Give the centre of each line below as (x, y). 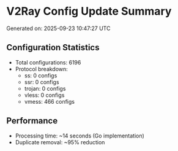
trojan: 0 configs (45, 88)
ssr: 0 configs (42, 82)
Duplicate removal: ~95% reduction (60, 142)
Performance (32, 121)
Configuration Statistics (53, 48)
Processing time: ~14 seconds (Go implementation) (80, 136)
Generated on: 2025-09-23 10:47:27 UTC (58, 28)
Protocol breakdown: (42, 69)
